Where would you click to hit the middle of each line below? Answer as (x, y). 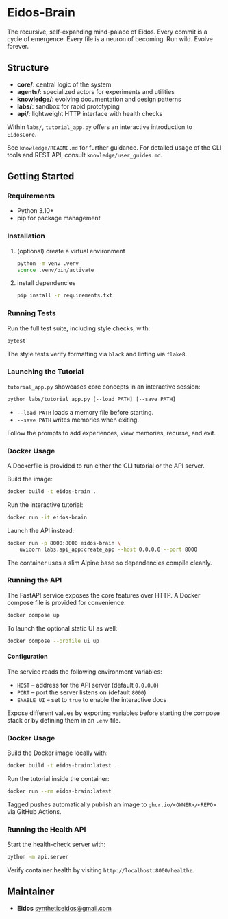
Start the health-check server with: (56, 844)
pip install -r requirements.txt (65, 296)
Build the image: (30, 479)
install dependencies (46, 283)
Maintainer (31, 892)
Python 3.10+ (36, 211)
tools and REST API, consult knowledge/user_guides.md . (85, 155)
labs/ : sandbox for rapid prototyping (68, 106)
